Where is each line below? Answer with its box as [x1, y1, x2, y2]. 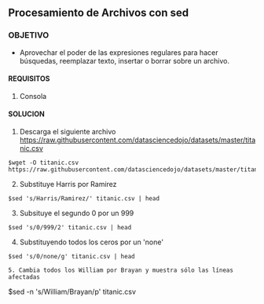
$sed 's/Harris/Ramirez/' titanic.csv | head [8, 195, 159, 203]
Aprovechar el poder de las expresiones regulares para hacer [19, 47, 218, 57]
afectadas [8, 273, 41, 281]
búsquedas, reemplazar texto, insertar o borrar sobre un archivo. [19, 56, 230, 65]
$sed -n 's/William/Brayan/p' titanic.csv [8, 287, 136, 297]
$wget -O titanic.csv [8, 159, 79, 167]
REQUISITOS [8, 74, 50, 83]
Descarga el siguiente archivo [19, 127, 116, 137]
